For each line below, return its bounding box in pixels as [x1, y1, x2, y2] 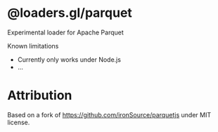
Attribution [7, 88, 72, 103]
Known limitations [7, 41, 59, 50]
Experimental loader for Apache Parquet [7, 28, 124, 37]
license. [7, 118, 30, 126]
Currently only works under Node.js [17, 55, 122, 64]
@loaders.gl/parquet [7, 5, 132, 21]
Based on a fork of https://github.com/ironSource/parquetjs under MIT [7, 110, 212, 119]
